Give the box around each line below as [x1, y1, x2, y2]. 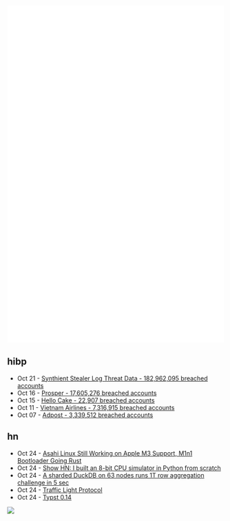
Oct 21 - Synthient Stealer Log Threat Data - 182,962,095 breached [17, 374, 208, 382]
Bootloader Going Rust [17, 456, 82, 464]
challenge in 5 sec [17, 478, 70, 487]
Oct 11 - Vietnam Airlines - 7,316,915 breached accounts [17, 403, 175, 411]
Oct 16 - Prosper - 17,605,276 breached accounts [17, 389, 157, 397]
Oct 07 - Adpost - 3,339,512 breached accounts [17, 411, 154, 419]
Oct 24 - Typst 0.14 [17, 493, 72, 501]
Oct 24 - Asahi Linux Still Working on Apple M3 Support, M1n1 [17, 449, 193, 457]
